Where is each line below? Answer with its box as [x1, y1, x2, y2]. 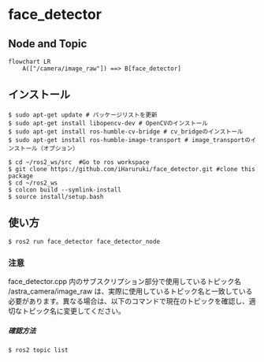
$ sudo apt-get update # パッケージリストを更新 [8, 110, 158, 119]
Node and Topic [8, 37, 87, 50]
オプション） [43, 144, 79, 152]
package [8, 172, 34, 180]
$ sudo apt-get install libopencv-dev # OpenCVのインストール [8, 119, 209, 127]
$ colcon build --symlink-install [8, 185, 122, 194]
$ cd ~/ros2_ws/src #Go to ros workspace [8, 158, 150, 166]
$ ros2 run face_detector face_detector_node [8, 237, 160, 245]
